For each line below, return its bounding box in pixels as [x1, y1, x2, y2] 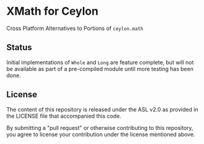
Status [6, 42, 33, 53]
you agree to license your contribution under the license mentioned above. [6, 131, 195, 138]
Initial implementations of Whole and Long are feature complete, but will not [6, 58, 194, 66]
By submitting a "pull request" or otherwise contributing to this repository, [6, 124, 194, 131]
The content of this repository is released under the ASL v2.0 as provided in [6, 105, 198, 113]
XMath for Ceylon [6, 4, 99, 18]
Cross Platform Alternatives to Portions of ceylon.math [6, 25, 143, 32]
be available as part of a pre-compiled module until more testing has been [6, 65, 194, 72]
